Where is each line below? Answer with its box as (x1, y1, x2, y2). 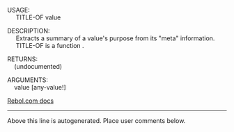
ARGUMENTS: (7, 76, 49, 84)
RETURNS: (7, 55, 38, 63)
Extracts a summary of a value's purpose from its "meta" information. (15, 34, 215, 42)
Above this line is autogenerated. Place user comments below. (7, 117, 186, 124)
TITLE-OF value (15, 13, 61, 22)
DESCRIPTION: (7, 27, 50, 35)
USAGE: (7, 6, 30, 14)
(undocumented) (13, 63, 63, 70)
